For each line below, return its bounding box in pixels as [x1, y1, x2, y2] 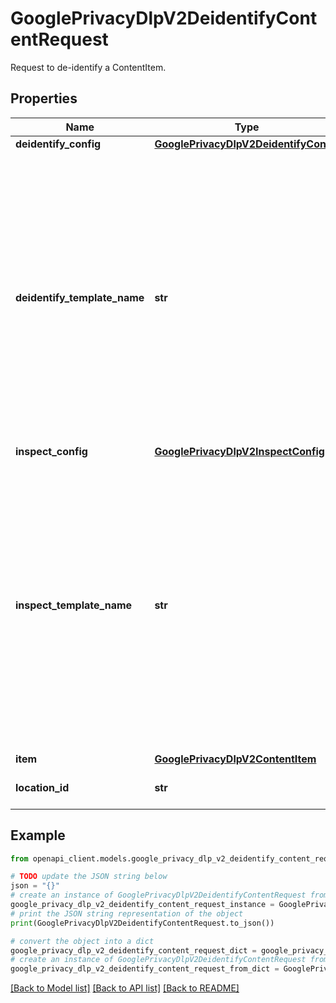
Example [10, 827, 66, 844]
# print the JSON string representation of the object [10, 908, 244, 919]
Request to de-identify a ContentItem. [10, 61, 167, 73]
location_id [15, 780, 70, 794]
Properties [10, 90, 78, 107]
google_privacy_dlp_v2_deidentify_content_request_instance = [10, 900, 275, 910]
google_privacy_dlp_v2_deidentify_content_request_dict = [10, 945, 257, 956]
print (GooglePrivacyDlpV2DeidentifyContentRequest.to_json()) [10, 918, 275, 928]
